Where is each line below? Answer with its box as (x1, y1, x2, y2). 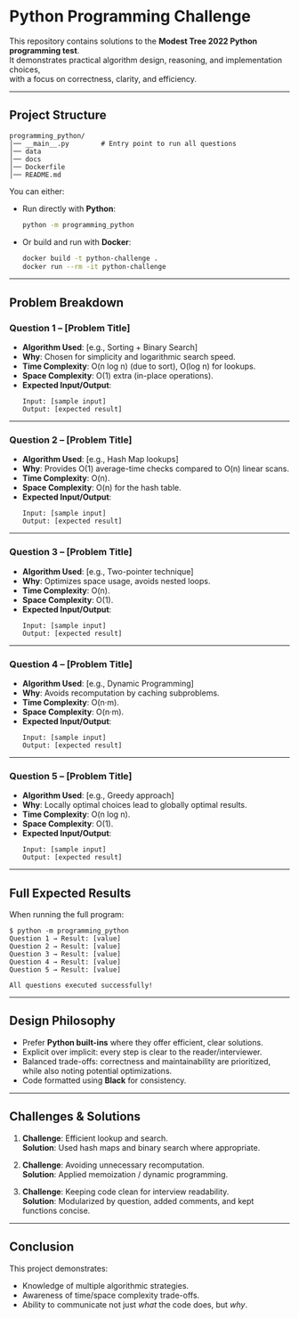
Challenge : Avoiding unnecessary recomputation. (21, 1160, 205, 1170)
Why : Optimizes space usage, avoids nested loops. (21, 575, 211, 586)
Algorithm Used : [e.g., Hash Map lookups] (21, 454, 180, 465)
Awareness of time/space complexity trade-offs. (21, 1290, 200, 1300)
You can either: (9, 185, 65, 197)
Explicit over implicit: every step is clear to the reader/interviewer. (21, 1046, 263, 1057)
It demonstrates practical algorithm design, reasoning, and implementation (9, 54, 283, 65)
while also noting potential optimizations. (21, 1065, 173, 1076)
